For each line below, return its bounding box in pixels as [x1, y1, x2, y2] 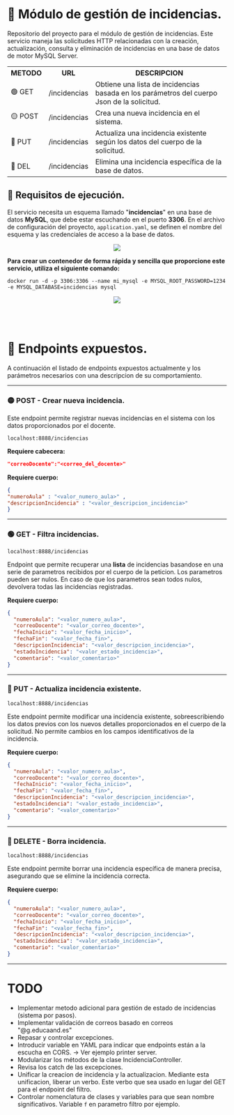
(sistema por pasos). [17, 1010, 77, 1020]
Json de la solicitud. [95, 97, 161, 107]
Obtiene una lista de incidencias [95, 79, 200, 89]
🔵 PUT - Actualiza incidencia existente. [7, 684, 141, 694]
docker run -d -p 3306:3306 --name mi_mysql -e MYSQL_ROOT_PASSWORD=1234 [7, 277, 226, 284]
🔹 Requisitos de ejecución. [7, 190, 125, 201]
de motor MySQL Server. [7, 52, 79, 60]
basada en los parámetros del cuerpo [95, 88, 218, 98]
